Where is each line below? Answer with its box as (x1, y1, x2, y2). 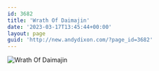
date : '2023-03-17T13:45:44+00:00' (7, 23, 112, 30)
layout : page (7, 30, 46, 37)
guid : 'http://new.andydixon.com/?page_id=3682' (7, 37, 153, 44)
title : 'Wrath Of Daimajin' (7, 17, 90, 24)
